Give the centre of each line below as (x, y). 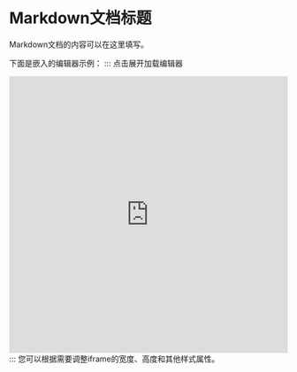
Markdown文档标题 (80, 18)
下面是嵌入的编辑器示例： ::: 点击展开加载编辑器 (96, 63)
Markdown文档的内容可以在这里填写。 (79, 44)
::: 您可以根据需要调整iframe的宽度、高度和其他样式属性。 (114, 359)
